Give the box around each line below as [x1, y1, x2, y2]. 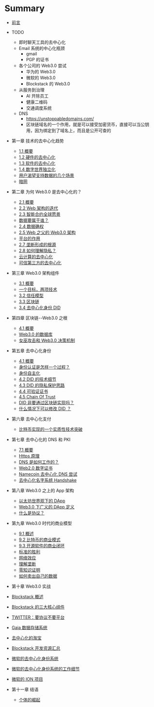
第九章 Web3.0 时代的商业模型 [11, 520, 72, 526]
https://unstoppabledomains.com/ [26, 115, 94, 121]
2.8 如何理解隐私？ [18, 247, 57, 253]
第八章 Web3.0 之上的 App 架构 [11, 487, 75, 493]
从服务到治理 [18, 87, 45, 93]
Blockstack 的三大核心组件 [11, 604, 65, 609]
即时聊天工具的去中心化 [18, 39, 66, 45]
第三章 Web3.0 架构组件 [11, 270, 60, 276]
